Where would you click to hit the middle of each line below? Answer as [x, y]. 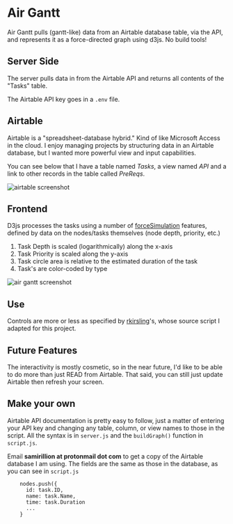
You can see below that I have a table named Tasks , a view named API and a [117, 166]
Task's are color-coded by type [62, 269]
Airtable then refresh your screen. [56, 382]
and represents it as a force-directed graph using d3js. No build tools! [107, 39]
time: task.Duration [55, 502]
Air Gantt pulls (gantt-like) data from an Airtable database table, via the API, [115, 32]
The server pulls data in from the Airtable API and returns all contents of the [116, 78]
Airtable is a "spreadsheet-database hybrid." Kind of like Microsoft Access [114, 138]
